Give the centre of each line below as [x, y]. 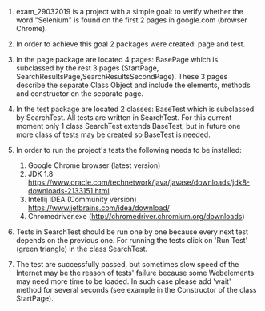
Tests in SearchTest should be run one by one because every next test [132, 232]
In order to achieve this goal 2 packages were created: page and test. [130, 44]
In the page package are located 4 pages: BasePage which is [117, 60]
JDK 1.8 [40, 174]
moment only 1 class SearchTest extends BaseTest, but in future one [128, 126]
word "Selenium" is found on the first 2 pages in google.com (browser [132, 20]
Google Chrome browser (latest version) [94, 165]
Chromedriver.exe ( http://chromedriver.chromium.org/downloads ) [137, 216]
